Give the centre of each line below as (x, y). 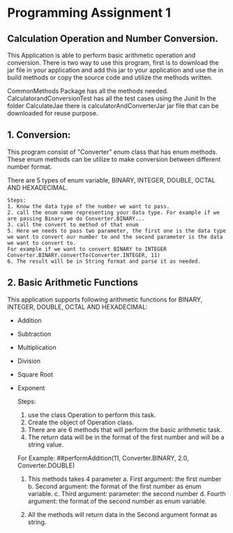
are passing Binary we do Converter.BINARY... (76, 218)
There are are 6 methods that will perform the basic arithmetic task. (125, 429)
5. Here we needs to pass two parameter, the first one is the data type (117, 231)
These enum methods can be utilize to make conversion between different (114, 159)
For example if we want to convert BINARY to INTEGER (87, 249)
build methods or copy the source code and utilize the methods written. (110, 77)
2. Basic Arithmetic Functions (73, 283)
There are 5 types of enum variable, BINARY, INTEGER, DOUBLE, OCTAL (111, 180)
